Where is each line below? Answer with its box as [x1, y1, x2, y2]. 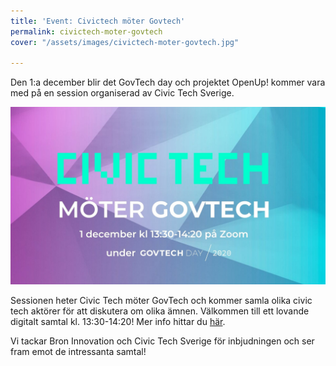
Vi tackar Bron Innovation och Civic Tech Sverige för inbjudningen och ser [10, 335, 315, 347]
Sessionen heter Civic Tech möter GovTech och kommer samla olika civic [10, 294, 313, 306]
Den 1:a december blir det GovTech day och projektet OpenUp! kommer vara [10, 76, 326, 89]
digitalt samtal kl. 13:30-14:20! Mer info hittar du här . [10, 315, 226, 327]
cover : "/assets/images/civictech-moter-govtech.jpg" [10, 37, 240, 47]
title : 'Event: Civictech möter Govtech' [10, 16, 186, 26]
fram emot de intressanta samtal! [10, 345, 147, 357]
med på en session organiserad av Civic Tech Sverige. [10, 87, 235, 99]
